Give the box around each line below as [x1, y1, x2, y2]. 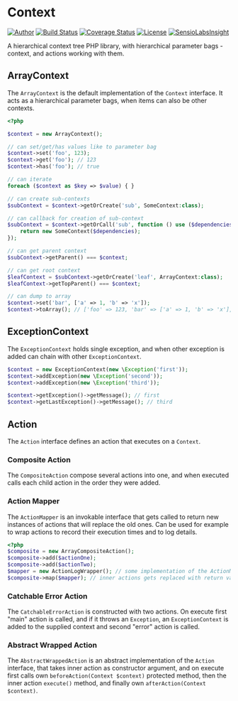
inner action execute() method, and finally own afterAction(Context [7, 679, 207, 687]
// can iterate [7, 176, 52, 183]
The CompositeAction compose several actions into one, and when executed [7, 471, 229, 480]
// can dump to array [7, 293, 72, 300]
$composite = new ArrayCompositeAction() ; [7, 548, 135, 555]
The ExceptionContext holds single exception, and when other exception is [7, 344, 225, 353]
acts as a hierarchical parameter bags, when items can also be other [7, 96, 208, 105]
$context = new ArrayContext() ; [7, 130, 103, 137]
